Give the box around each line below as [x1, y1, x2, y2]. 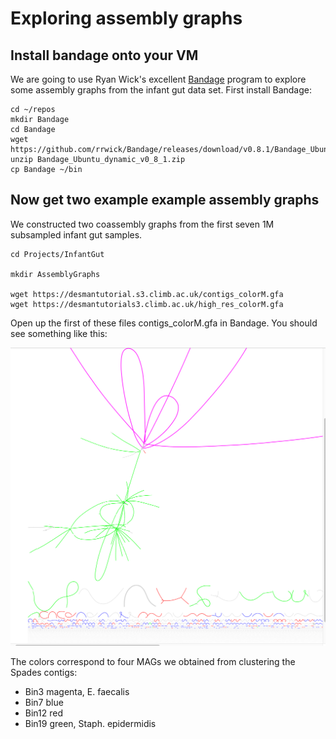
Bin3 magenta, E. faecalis [24, 685, 130, 697]
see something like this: [10, 327, 108, 339]
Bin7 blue [24, 696, 64, 708]
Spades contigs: [10, 666, 78, 678]
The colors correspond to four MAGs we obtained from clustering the [10, 655, 296, 667]
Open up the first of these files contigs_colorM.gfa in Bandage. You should [10, 317, 318, 329]
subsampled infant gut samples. [10, 228, 143, 241]
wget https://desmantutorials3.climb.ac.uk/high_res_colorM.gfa [10, 299, 284, 309]
